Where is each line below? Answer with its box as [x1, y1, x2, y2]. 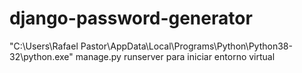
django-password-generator [9, 7, 253, 30]
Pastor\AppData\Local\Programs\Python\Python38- [80, 40, 293, 52]
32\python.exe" [9, 50, 74, 62]
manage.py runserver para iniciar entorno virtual [75, 50, 276, 62]
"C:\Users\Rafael [9, 40, 79, 52]
